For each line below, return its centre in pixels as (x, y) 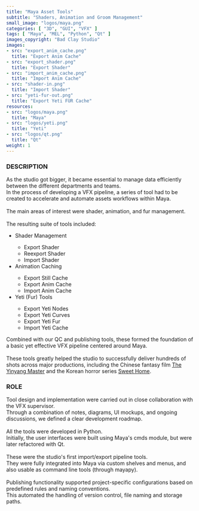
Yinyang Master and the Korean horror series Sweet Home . (79, 371)
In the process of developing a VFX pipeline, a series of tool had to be (92, 192)
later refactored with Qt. (36, 445)
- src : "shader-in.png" (36, 84)
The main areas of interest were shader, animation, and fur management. (96, 211)
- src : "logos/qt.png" (34, 134)
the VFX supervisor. (30, 406)
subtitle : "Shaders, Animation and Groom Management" (75, 17)
